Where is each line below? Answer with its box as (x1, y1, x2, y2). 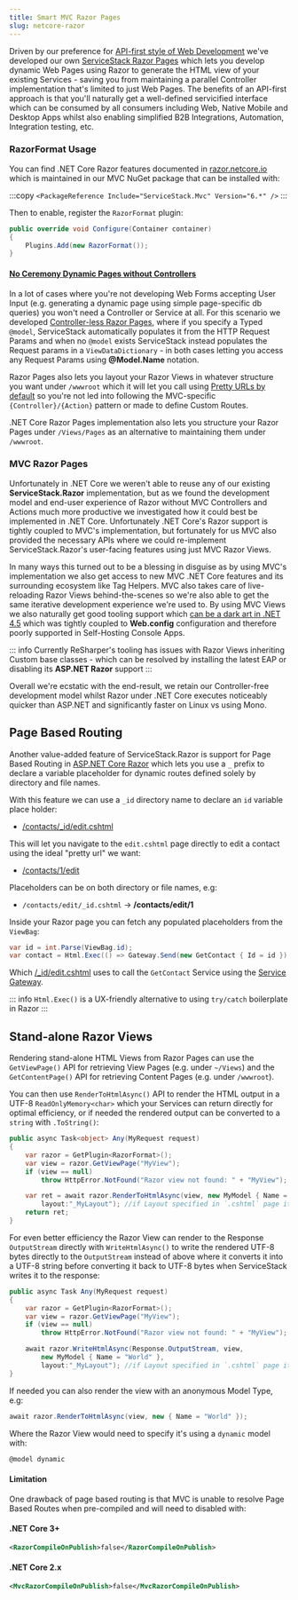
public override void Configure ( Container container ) (9, 224, 213, 234)
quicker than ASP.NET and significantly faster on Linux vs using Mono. (9, 699, 268, 710)
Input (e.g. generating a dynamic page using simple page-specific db (9, 297, 263, 308)
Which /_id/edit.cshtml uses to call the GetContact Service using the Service (9, 967, 286, 978)
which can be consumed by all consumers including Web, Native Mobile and (9, 102, 288, 113)
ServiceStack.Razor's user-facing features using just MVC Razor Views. (9, 543, 272, 555)
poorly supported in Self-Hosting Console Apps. (9, 627, 185, 638)
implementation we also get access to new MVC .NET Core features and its (9, 570, 284, 582)
